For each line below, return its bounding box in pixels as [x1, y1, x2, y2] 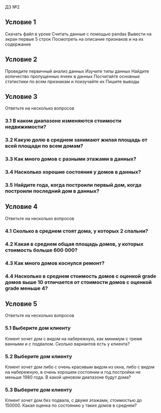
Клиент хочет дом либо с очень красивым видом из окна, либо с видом [5, 364, 155, 370]
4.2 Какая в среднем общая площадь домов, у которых [5, 240, 144, 247]
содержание [5, 41, 32, 47]
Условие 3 [5, 93, 38, 101]
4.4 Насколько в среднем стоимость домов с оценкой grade [5, 272, 157, 279]
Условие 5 [5, 300, 37, 308]
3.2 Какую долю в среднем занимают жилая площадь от [5, 137, 148, 143]
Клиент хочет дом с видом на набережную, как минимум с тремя [5, 335, 142, 341]
